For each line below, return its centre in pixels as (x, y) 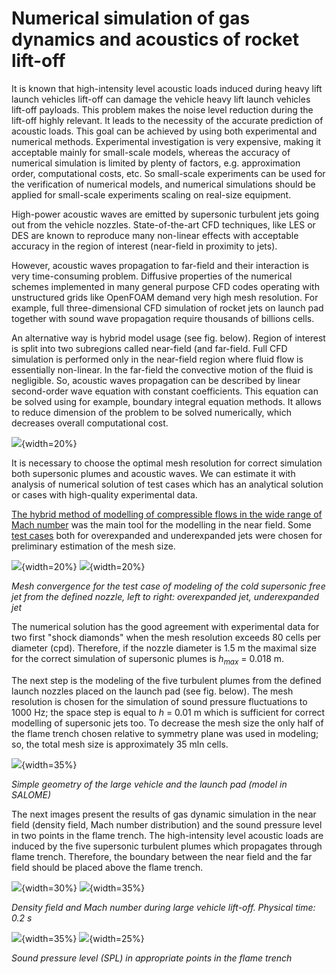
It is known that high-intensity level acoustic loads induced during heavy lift (167, 88)
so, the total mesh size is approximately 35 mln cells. (120, 744)
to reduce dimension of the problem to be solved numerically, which (151, 412)
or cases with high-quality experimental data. (104, 494)
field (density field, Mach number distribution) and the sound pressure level (167, 824)
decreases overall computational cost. (90, 423)
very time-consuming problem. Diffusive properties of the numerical (152, 276)
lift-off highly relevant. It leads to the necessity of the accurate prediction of (167, 120)
